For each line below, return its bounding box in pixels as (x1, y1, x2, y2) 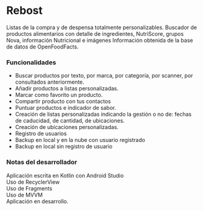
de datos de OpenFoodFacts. (6, 43, 79, 50)
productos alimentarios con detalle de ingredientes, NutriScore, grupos (6, 30, 184, 37)
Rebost (6, 4, 43, 18)
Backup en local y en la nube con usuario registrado (15, 136, 145, 144)
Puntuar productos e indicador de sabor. (15, 104, 116, 112)
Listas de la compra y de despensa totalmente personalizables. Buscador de (6, 24, 197, 31)
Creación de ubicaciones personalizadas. (15, 124, 119, 131)
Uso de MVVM (6, 191, 43, 198)
